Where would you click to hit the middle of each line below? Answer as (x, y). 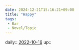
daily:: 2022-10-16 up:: (28, 42)
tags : (11, 19)
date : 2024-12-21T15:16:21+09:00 (40, 10)
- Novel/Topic (22, 28)
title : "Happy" (21, 14)
